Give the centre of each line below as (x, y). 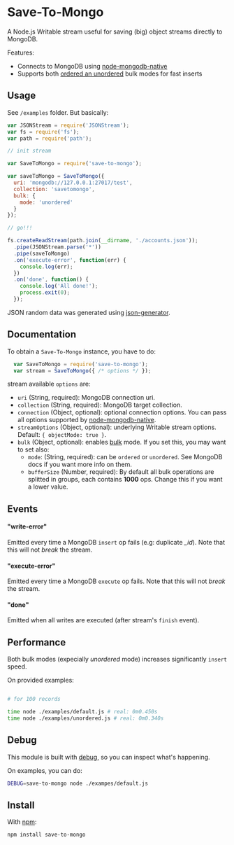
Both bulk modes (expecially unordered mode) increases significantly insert (117, 659)
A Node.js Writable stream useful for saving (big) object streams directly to (115, 32)
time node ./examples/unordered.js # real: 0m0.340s (86, 718)
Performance (37, 642)
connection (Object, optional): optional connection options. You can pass (122, 412)
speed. (17, 666)
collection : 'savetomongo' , (54, 189)
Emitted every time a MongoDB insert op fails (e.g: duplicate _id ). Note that (116, 543)
